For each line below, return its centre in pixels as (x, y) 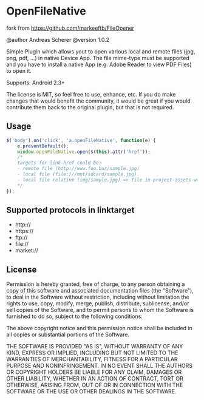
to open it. (19, 70)
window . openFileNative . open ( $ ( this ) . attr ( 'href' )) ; (84, 152)
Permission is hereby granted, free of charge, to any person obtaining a (96, 284)
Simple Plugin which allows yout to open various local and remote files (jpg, (101, 51)
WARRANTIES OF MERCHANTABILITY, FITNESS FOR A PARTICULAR (92, 359)
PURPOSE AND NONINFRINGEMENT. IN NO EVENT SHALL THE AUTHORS (100, 366)
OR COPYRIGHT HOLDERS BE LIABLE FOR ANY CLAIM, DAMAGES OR (94, 372)
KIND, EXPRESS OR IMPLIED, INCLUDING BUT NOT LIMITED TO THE (92, 353)
